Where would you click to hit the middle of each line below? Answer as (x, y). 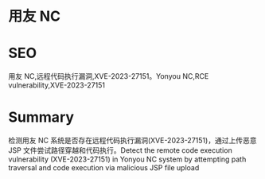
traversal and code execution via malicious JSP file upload (104, 168)
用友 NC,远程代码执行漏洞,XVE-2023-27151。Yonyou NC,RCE (109, 76)
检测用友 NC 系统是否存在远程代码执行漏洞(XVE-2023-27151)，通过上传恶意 (132, 141)
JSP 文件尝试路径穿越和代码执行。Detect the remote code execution (120, 150)
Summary (41, 117)
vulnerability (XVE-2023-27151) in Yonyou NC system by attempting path (127, 159)
